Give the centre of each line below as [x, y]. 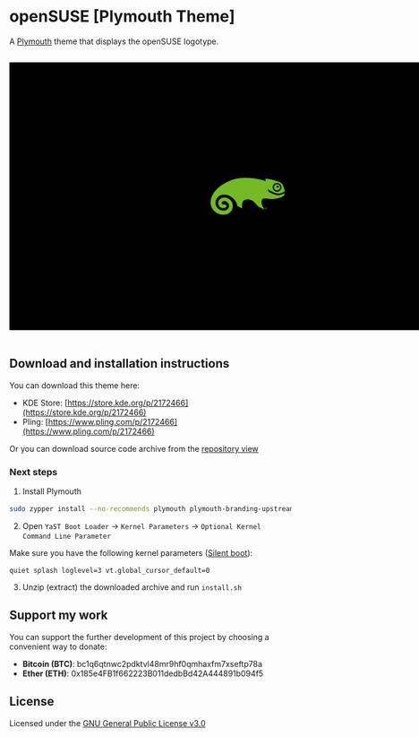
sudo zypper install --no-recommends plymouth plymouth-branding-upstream [152, 509]
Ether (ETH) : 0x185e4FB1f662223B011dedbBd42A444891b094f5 [143, 673]
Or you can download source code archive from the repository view [134, 448]
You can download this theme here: [75, 385]
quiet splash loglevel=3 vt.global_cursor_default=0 [110, 571]
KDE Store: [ [45, 403]
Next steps [34, 472]
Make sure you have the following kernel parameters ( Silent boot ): [131, 553]
